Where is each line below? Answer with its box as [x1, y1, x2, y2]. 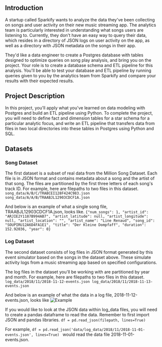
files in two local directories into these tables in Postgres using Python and [5, 125, 154, 131]
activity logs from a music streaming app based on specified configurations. [5, 260, 158, 265]
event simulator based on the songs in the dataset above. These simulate [5, 254, 151, 260]
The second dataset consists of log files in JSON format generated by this [5, 249, 153, 255]
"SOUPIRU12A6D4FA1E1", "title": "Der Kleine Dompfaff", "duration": [5, 223, 146, 227]
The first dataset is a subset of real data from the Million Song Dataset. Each [5, 170, 158, 176]
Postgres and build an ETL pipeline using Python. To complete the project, [5, 110, 153, 116]
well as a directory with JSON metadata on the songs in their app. [5, 42, 136, 48]
